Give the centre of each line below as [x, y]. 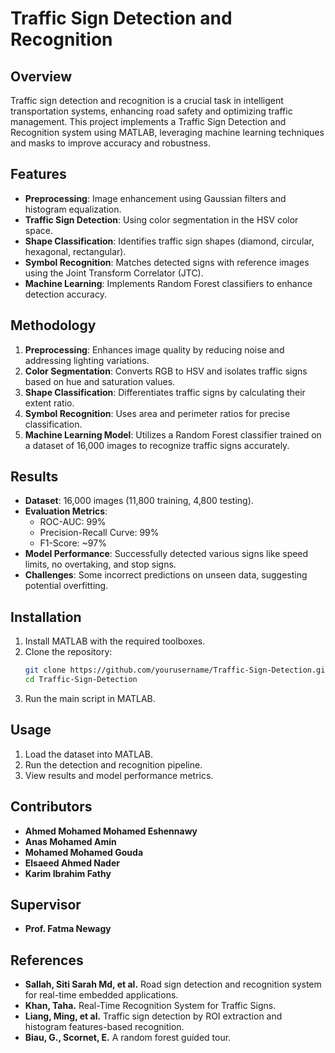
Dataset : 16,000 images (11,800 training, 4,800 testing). [139, 501]
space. [38, 230]
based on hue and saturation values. [100, 381]
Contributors [51, 807]
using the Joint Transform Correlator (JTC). [114, 273]
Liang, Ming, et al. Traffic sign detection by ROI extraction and [153, 1016]
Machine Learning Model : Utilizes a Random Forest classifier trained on [173, 434]
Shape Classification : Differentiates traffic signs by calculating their [165, 392]
